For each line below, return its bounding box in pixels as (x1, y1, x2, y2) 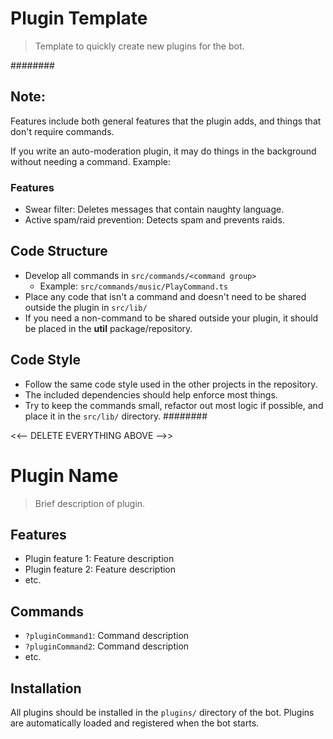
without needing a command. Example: (10, 155, 171, 167)
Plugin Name (10, 464, 119, 487)
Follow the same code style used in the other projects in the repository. (24, 378, 318, 390)
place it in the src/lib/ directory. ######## (24, 410, 208, 422)
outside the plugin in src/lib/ (24, 301, 148, 313)
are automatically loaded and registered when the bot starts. (10, 717, 260, 729)
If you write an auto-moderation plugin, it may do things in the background (10, 145, 317, 157)
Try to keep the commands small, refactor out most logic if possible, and (24, 399, 324, 411)
